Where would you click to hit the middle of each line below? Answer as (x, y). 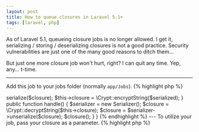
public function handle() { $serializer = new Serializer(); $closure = (88, 104)
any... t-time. (22, 70)
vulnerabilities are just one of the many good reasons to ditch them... (90, 52)
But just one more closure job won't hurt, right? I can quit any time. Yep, (94, 63)
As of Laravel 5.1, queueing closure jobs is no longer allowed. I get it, (89, 39)
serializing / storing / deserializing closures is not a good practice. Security (97, 45)
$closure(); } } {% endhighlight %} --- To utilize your (128, 117)
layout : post (22, 11)
